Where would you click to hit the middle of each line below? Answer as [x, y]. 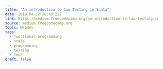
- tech [16, 55]
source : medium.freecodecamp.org [39, 23]
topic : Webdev [19, 28]
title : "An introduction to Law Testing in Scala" [57, 9]
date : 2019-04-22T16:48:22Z [33, 14]
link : [10, 18]
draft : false [18, 59]
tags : [10, 32]
